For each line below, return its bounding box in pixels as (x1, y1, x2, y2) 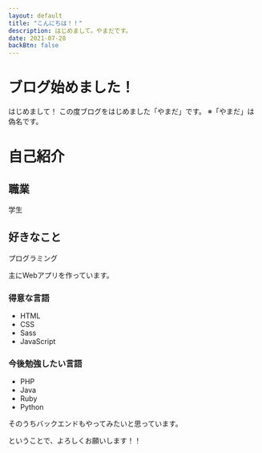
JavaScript (19, 337, 56, 346)
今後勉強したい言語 (8, 358, 83, 370)
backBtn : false (8, 42, 59, 50)
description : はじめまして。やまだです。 (8, 26, 132, 34)
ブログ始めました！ (8, 79, 135, 97)
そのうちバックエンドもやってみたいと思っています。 (8, 419, 183, 429)
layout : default (8, 11, 62, 20)
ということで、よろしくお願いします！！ (8, 436, 142, 446)
